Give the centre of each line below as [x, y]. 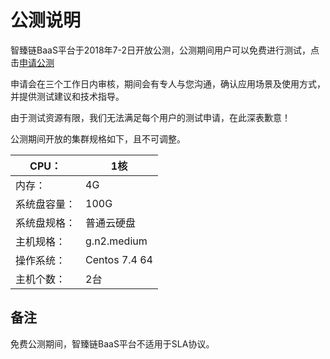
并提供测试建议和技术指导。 [67, 96]
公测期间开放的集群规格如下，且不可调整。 [98, 138]
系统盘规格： [46, 223]
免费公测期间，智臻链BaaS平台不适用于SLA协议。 [112, 343]
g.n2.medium [116, 241]
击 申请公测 [32, 62]
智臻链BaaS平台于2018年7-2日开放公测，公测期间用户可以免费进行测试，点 [165, 50]
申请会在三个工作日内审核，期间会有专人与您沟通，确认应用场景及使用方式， [168, 83]
